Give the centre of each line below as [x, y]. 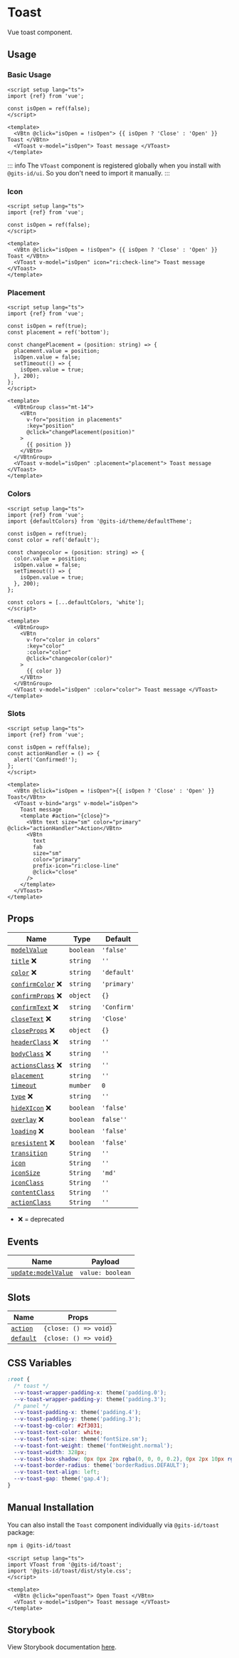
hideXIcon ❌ [31, 1107]
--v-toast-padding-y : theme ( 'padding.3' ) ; [78, 1419]
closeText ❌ [31, 1018]
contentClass [33, 1192]
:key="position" [50, 426]
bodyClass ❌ [31, 1053]
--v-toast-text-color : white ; [58, 1433]
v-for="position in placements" [74, 420]
